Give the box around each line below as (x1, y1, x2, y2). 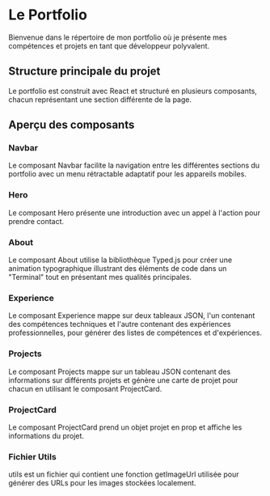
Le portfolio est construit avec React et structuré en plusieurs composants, (8, 86, 257, 95)
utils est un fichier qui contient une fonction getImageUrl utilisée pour (8, 469, 239, 479)
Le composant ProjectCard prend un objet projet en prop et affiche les (8, 422, 243, 432)
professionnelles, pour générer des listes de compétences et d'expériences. (8, 328, 263, 337)
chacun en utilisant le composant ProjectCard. (8, 384, 162, 393)
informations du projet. (8, 430, 85, 440)
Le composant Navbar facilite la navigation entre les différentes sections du (8, 160, 260, 171)
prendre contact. (8, 216, 65, 226)
